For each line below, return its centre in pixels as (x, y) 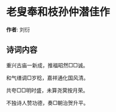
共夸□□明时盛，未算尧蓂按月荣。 (47, 90)
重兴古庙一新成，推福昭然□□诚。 (47, 65)
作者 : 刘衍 (18, 29)
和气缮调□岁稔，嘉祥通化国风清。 (47, 78)
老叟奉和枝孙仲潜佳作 (58, 12)
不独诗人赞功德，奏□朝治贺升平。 (47, 103)
